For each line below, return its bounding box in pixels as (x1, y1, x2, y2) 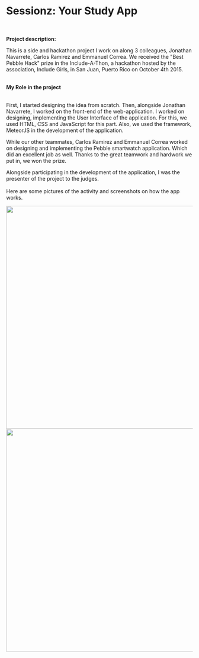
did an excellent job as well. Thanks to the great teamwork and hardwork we (6, 150, 192, 158)
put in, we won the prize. (6, 157, 67, 164)
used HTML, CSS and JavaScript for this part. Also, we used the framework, (6, 120, 192, 127)
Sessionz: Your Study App (6, 4, 138, 18)
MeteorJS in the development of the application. (6, 127, 124, 134)
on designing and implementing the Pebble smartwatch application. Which (6, 144, 188, 152)
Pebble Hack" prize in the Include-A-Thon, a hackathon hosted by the (6, 59, 176, 67)
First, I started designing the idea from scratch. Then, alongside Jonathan (6, 101, 185, 108)
